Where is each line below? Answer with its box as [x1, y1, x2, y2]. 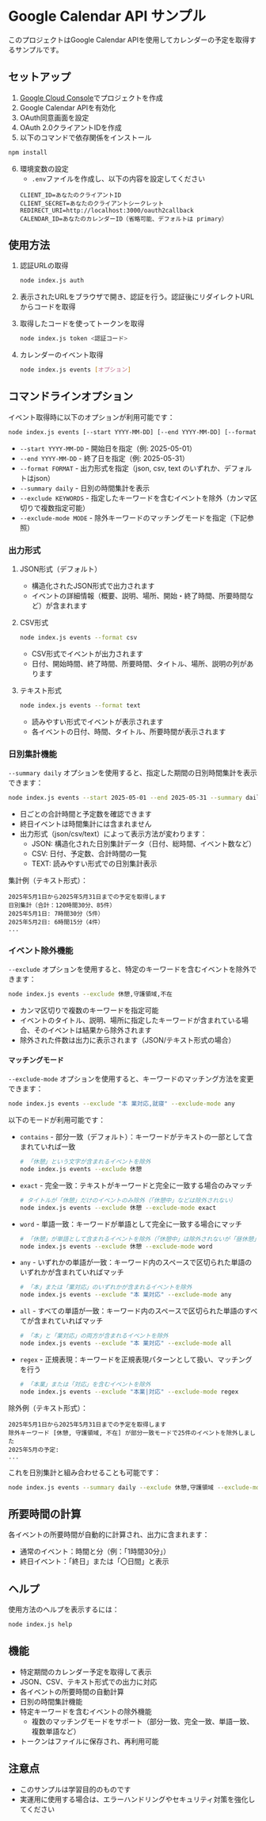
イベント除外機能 [8, 945, 74, 956]
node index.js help [8, 1620, 73, 1629]
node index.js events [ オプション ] [19, 366, 131, 374]
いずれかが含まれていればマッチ [19, 1267, 124, 1277]
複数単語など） [31, 1727, 81, 1736]
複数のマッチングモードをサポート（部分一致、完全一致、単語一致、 [31, 1716, 254, 1726]
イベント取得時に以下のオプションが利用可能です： [8, 412, 175, 421]
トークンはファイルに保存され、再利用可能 [19, 1736, 159, 1746]
